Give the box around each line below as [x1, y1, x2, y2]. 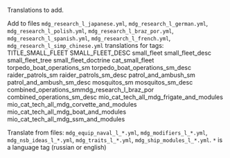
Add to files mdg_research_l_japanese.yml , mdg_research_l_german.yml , [7, 19, 209, 27]
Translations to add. [7, 6, 64, 14]
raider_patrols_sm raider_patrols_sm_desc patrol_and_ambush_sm [7, 71, 196, 79]
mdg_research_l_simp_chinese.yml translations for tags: [7, 42, 164, 49]
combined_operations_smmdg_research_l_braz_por [7, 86, 154, 94]
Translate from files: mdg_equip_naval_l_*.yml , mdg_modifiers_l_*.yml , [7, 128, 208, 137]
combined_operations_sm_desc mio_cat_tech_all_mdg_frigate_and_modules [7, 93, 224, 101]
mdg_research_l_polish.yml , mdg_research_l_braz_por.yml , [7, 27, 175, 35]
